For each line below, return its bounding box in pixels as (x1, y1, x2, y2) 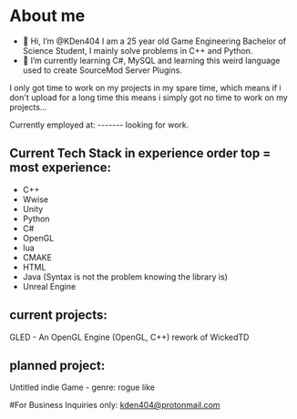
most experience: (9, 160, 112, 176)
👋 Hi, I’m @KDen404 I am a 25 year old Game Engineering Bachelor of (22, 36, 287, 46)
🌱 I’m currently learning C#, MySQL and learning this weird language (22, 55, 281, 66)
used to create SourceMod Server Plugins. (22, 65, 182, 76)
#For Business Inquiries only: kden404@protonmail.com (9, 400, 220, 411)
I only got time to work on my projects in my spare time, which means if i (9, 82, 282, 93)
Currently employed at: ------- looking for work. (9, 119, 189, 130)
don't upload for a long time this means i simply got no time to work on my (9, 92, 289, 103)
